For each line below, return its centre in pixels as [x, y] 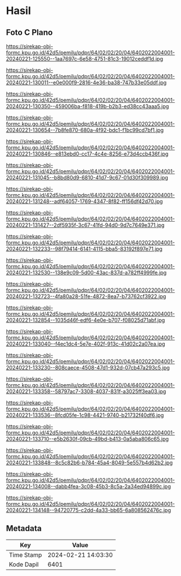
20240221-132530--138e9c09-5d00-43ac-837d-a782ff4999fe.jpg [86, 273]
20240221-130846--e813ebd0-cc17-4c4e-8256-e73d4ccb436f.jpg [87, 154]
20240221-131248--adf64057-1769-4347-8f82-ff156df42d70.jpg [84, 201]
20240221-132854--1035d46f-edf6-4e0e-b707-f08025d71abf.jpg [86, 320]
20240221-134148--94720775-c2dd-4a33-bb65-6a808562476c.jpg [88, 510]
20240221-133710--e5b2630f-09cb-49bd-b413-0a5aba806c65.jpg [87, 439]
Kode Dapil [24, 564]
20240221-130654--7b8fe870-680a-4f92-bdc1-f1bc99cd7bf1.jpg [85, 130]
